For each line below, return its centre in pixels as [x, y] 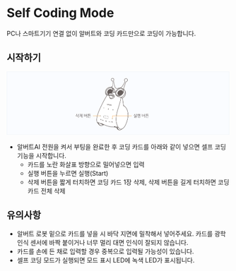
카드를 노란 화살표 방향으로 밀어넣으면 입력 [86, 164]
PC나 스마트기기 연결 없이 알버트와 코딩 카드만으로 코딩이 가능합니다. [101, 33]
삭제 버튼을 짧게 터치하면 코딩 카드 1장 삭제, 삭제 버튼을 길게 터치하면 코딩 [128, 182]
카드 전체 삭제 [46, 191]
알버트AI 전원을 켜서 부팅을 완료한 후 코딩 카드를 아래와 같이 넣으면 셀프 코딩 [122, 147]
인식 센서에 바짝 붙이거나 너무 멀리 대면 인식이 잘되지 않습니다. [102, 242]
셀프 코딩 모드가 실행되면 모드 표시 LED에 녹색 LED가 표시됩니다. [106, 260]
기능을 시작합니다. [41, 155]
